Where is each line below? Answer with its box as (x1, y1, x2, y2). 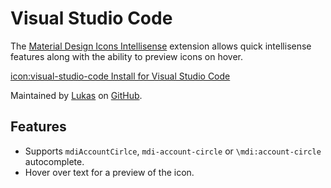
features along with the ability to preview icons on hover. (10, 50, 244, 62)
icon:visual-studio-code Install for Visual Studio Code (10, 70, 231, 82)
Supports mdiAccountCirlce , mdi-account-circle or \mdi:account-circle (24, 145, 322, 157)
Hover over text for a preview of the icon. (24, 166, 195, 178)
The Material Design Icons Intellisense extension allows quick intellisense (10, 40, 312, 52)
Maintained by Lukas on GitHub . (10, 89, 143, 101)
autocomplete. (24, 155, 85, 167)
